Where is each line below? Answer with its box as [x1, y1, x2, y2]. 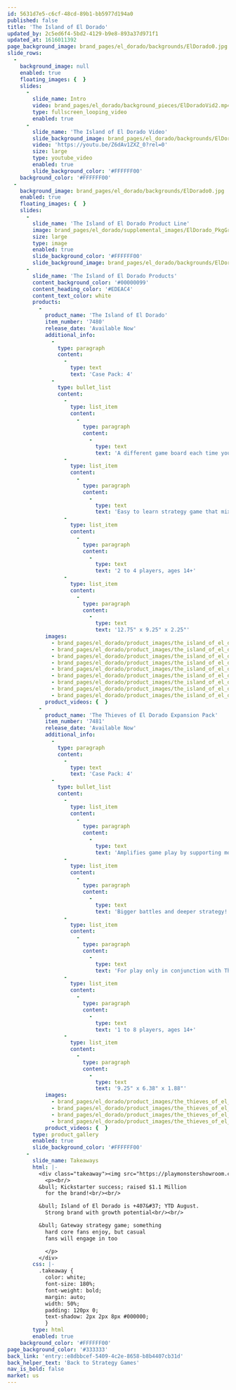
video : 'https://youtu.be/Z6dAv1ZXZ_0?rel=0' [32, 142, 169, 149]
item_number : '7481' [44, 718, 105, 725]
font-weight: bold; [44, 1287, 102, 1294]
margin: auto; [44, 1293, 86, 1300]
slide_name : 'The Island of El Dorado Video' [32, 128, 169, 135]
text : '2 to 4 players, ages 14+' [95, 567, 197, 574]
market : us [7, 1372, 39, 1379]
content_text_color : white [32, 292, 112, 300]
